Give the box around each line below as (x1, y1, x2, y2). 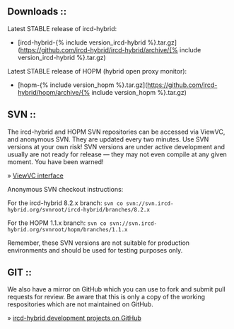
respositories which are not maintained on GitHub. (7, 300, 153, 308)
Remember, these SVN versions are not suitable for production (7, 238, 189, 247)
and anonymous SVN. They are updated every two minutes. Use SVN (7, 134, 209, 144)
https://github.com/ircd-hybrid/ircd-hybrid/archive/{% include (20, 45, 201, 54)
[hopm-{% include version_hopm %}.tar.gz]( (17, 81, 148, 89)
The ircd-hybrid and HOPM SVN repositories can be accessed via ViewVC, (7, 127, 226, 136)
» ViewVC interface (7, 171, 64, 180)
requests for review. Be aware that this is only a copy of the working (7, 293, 206, 301)
